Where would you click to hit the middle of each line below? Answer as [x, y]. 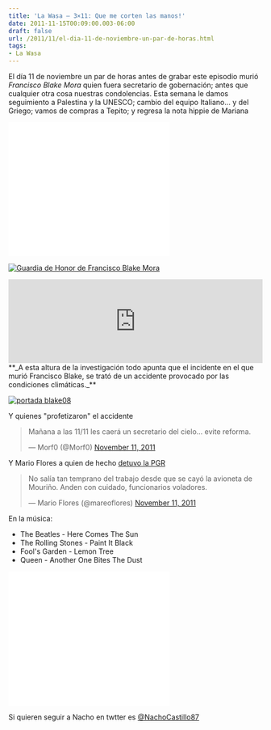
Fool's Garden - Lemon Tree [67, 551]
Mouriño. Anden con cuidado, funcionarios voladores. [118, 487]
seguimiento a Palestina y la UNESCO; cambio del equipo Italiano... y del [129, 102]
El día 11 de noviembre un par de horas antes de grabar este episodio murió [133, 76]
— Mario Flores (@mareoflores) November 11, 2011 [112, 503]
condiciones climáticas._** [52, 384]
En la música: [31, 519]
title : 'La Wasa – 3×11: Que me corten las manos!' [97, 16]
